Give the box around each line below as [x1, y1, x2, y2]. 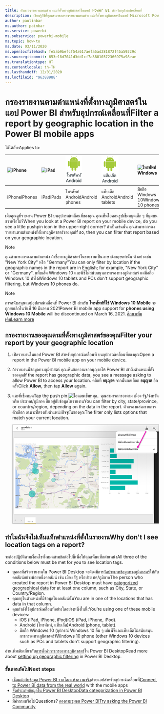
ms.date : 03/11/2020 [5, 44, 47, 49]
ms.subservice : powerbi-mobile [5, 34, 69, 39]
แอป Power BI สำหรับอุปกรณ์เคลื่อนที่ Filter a [5, 108, 159, 118]
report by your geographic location [5, 338, 114, 347]
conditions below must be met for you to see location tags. [5, 559, 123, 565]
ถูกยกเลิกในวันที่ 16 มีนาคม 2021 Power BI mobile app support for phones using [5, 306, 155, 312]
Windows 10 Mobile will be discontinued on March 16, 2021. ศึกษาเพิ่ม [5, 311, 143, 317]
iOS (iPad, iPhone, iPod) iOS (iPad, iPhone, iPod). [19, 617, 117, 623]
